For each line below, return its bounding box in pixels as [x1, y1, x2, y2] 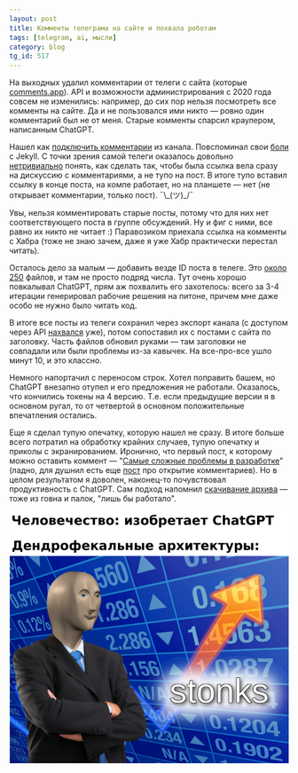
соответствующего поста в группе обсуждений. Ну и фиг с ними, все [9, 217, 273, 228]
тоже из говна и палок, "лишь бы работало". [9, 493, 177, 504]
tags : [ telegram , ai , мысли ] [9, 33, 117, 42]
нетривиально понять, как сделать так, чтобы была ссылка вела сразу [9, 161, 278, 171]
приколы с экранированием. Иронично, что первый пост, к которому [9, 446, 273, 457]
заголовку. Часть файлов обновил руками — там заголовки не [9, 336, 247, 347]
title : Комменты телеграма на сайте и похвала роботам [9, 23, 216, 33]
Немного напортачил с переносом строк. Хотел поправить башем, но [9, 373, 276, 383]
